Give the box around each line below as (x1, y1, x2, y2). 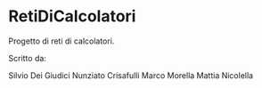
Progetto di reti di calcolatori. (8, 36, 115, 46)
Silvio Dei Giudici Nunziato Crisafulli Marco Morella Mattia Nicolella (8, 69, 254, 81)
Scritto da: (8, 52, 46, 63)
